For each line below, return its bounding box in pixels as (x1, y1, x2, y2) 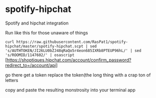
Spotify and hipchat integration (5, 20, 69, 26)
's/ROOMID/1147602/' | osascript (5, 52, 75, 57)
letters (5, 77, 18, 83)
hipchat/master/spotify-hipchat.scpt (5, 43, 84, 48)
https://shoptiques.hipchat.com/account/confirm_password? (6, 56, 132, 63)
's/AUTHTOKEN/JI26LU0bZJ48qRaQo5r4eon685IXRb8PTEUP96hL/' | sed (5, 48, 142, 53)
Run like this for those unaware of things (5, 29, 88, 35)
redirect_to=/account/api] (5, 62, 58, 68)
